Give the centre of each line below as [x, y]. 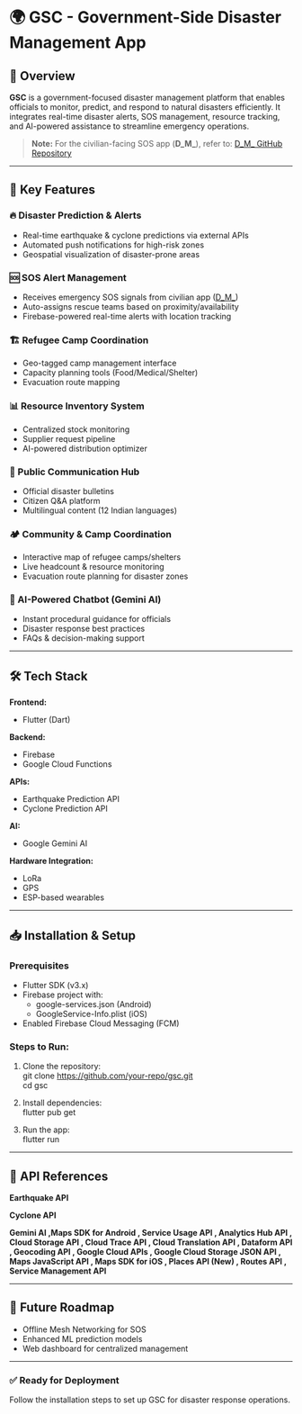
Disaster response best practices [84, 629]
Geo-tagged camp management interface [99, 363]
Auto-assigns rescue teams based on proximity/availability [131, 306]
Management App [78, 43]
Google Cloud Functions [67, 764]
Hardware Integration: [52, 861]
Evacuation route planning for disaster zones [105, 576]
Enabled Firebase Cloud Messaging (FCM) [101, 1023]
